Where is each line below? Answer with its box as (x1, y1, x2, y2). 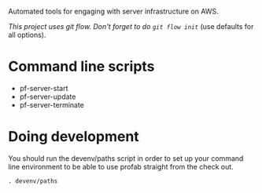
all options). (8, 31, 46, 39)
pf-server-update (19, 92, 76, 101)
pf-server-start (19, 83, 68, 93)
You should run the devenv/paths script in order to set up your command (8, 153, 244, 163)
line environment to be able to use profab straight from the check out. (8, 162, 234, 171)
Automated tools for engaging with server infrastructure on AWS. (8, 7, 219, 16)
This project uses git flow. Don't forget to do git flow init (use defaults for (8, 22, 254, 31)
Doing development (8, 128, 139, 146)
